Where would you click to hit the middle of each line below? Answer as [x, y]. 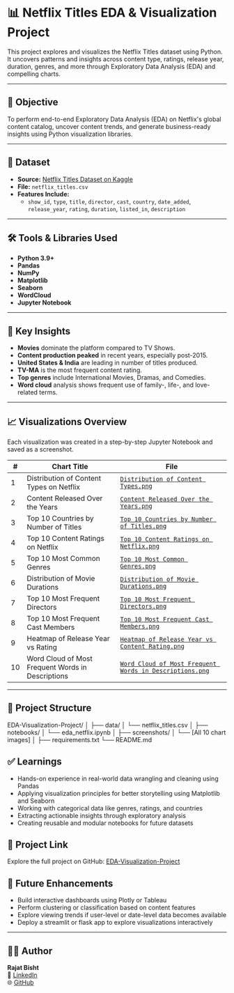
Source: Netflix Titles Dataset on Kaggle [75, 179]
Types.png [136, 486]
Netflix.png [140, 546]
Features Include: [43, 194]
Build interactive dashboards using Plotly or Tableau [92, 900]
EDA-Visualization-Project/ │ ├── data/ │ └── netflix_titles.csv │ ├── [108, 725]
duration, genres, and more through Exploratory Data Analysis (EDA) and [111, 66]
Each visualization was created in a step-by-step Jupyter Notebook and [110, 442]
